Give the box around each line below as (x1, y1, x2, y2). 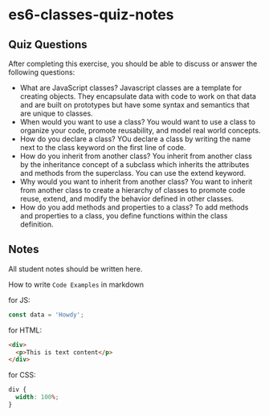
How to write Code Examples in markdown (8, 279, 145, 289)
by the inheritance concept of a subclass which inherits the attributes (19, 160, 250, 169)
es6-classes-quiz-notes (8, 6, 174, 24)
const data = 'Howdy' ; (8, 311, 84, 319)
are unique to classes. (19, 108, 94, 118)
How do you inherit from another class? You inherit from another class (19, 151, 253, 161)
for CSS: (8, 370, 36, 380)
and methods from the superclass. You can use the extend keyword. (19, 169, 247, 177)
